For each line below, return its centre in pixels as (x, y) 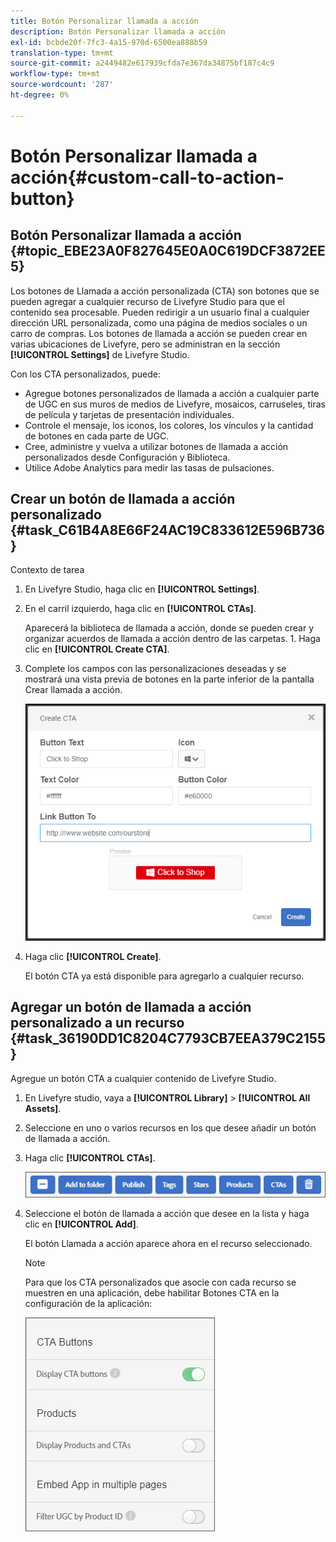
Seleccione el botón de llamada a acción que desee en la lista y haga (167, 1214)
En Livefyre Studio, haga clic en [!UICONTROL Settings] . (142, 589)
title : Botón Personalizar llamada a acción (104, 21)
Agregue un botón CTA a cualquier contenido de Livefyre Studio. (143, 1078)
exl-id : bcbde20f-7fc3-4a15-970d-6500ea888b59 (109, 42)
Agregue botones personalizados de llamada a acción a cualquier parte (172, 393)
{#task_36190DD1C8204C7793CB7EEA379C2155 (168, 1038)
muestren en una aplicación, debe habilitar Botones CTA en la (152, 1293)
